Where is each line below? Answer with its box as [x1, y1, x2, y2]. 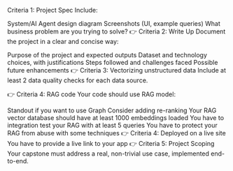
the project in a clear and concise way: [7, 38, 119, 45]
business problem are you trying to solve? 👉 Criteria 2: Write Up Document [7, 27, 226, 36]
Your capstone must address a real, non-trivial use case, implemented [7, 149, 210, 158]
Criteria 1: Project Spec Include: [7, 6, 98, 14]
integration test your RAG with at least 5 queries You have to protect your [7, 121, 218, 129]
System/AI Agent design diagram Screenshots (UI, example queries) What [7, 20, 220, 27]
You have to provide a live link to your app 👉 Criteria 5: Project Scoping [7, 140, 215, 147]
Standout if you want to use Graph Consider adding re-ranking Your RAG [7, 106, 217, 114]
